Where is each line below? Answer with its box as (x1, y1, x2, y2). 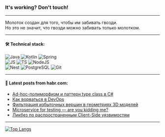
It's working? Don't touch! (5, 4, 69, 11)
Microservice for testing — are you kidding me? (12, 107, 109, 112)
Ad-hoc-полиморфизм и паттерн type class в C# (12, 91, 114, 97)
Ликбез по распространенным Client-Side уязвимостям (12, 112, 130, 118)
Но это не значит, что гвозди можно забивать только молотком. (5, 25, 140, 31)
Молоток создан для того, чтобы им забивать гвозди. (5, 20, 118, 26)
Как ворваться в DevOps (12, 96, 64, 102)
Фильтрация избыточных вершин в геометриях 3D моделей (12, 101, 138, 107)
